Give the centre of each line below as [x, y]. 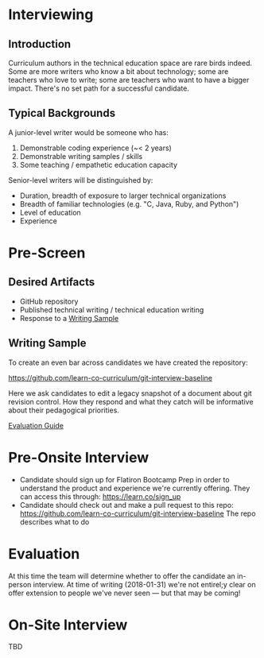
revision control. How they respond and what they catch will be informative [131, 401]
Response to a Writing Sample [69, 318]
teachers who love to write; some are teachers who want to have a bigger [129, 80]
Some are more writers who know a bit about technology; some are [118, 72]
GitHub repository [49, 301]
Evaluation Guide [36, 425]
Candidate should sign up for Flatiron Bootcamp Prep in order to [124, 479]
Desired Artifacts [52, 283]
